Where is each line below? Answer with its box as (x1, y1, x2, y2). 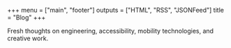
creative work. (7, 34, 49, 42)
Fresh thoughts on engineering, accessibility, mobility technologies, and (7, 27, 214, 35)
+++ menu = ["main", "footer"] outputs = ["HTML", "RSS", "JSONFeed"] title (7, 6, 225, 14)
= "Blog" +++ (7, 13, 46, 22)
